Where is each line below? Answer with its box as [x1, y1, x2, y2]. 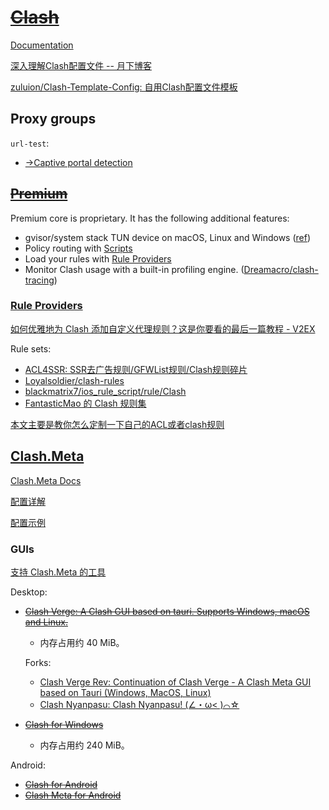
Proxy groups [10, 111, 97, 128]
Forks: [24, 656, 52, 668]
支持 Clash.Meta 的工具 [10, 566, 107, 578]
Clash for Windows [24, 718, 104, 730]
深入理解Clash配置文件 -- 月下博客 [10, 59, 152, 71]
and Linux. [24, 616, 68, 628]
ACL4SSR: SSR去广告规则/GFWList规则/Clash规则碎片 [24, 363, 248, 375]
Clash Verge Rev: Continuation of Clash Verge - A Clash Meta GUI [39, 676, 312, 688]
